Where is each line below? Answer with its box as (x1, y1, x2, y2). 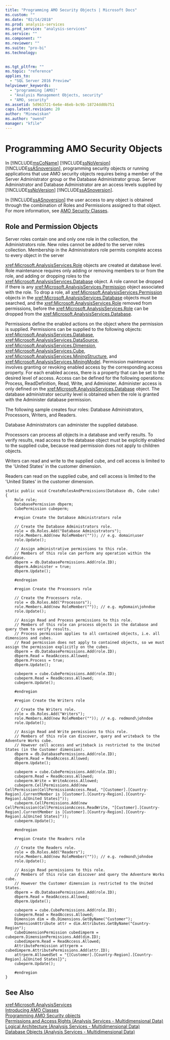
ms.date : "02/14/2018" (5, 17, 53, 22)
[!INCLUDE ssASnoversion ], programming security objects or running (5, 165, 149, 171)
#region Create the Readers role (14, 836, 85, 841)
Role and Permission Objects (5, 222, 98, 231)
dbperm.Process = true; (14, 658, 65, 663)
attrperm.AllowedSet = (14, 952, 62, 957)
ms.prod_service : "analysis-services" (5, 27, 87, 32)
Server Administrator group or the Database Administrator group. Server (5, 176, 156, 182)
